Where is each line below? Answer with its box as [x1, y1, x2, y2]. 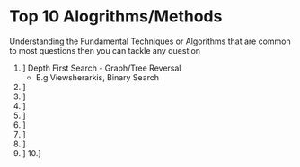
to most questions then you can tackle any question [9, 45, 200, 55]
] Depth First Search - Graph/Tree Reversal [22, 63, 181, 73]
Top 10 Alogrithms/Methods [9, 6, 223, 27]
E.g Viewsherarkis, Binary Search [35, 71, 160, 82]
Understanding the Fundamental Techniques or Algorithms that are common [9, 36, 291, 46]
